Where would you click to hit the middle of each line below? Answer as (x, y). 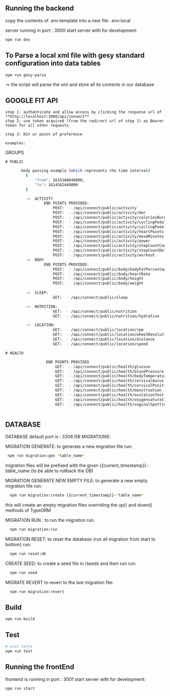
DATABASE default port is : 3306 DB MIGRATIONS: (58, 437)
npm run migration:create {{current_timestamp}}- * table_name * (77, 496)
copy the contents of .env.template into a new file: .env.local (68, 20)
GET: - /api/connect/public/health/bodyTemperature (112, 376)
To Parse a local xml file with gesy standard (75, 55)
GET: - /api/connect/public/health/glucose (103, 366)
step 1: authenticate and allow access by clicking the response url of (83, 112)
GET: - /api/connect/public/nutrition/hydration (106, 316)
